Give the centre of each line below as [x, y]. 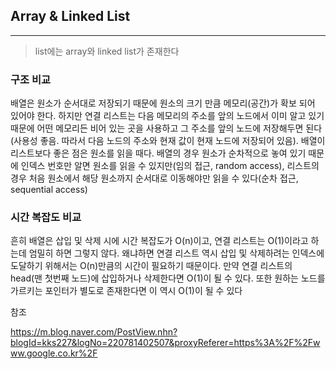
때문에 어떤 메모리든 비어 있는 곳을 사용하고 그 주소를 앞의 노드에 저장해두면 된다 [166, 128]
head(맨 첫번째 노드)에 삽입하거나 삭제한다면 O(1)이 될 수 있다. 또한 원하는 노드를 [168, 278]
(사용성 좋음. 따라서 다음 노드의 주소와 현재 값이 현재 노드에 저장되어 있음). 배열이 [168, 141]
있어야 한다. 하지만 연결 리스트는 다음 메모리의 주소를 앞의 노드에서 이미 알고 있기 [167, 116]
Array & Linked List [70, 16]
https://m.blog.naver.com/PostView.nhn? [94, 332]
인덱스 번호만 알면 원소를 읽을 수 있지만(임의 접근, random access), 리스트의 [170, 166]
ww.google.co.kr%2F [54, 353]
